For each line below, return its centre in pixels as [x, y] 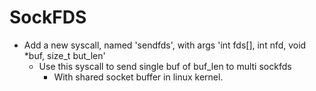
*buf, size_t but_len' [64, 55]
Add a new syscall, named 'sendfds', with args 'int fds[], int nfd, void [165, 45]
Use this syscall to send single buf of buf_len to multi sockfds [165, 66]
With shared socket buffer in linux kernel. [138, 77]
